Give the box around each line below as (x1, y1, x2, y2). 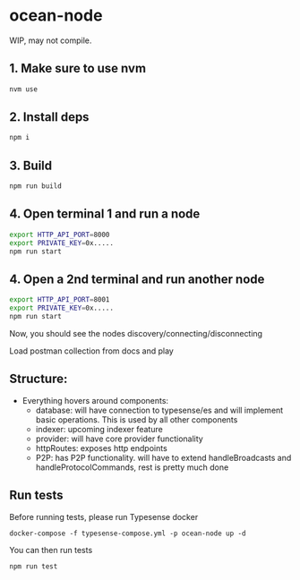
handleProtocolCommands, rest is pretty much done (35, 462, 229, 473)
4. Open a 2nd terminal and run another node (9, 271, 265, 286)
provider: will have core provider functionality (35, 433, 203, 444)
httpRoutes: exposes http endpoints (35, 442, 167, 453)
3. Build (9, 158, 53, 173)
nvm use (9, 84, 39, 94)
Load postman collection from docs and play (9, 345, 175, 356)
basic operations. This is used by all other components (35, 414, 238, 425)
